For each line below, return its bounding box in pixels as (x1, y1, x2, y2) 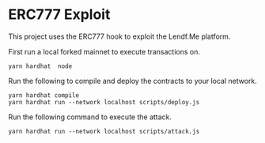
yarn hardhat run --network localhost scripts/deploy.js (8, 98, 200, 106)
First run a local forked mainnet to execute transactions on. (8, 47, 200, 56)
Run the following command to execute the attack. (8, 112, 172, 122)
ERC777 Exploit (8, 6, 111, 24)
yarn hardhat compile (8, 91, 80, 100)
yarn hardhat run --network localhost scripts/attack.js (8, 127, 200, 135)
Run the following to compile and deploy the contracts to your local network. (8, 76, 257, 85)
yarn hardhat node (8, 62, 73, 70)
